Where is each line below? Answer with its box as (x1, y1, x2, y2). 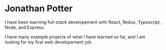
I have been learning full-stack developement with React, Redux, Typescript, (4, 19, 161, 25)
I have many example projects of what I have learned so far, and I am (4, 34, 146, 40)
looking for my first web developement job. (4, 39, 93, 45)
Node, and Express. (4, 24, 45, 30)
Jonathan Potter (4, 3, 73, 14)
